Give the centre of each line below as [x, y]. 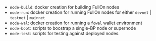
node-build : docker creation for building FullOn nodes [65, 7]
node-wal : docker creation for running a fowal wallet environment [76, 23]
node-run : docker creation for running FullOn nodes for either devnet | [80, 12]
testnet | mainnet [27, 18]
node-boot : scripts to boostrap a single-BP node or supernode [73, 28]
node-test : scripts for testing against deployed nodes [64, 33]
